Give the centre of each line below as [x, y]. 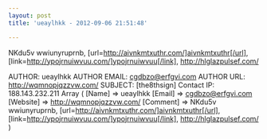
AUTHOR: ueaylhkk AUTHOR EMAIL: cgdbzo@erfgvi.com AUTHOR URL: [127, 76]
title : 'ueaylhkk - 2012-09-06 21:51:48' [78, 23]
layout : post [30, 15]
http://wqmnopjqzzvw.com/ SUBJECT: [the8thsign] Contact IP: [112, 85]
